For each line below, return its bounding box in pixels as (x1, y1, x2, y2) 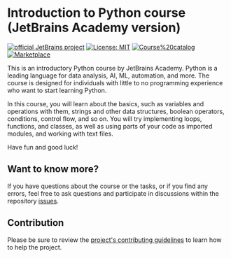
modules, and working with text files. (7, 129, 113, 138)
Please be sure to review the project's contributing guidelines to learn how (7, 236, 222, 244)
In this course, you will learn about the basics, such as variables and (7, 99, 204, 108)
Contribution (7, 217, 64, 229)
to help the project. (7, 243, 62, 251)
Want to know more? (7, 163, 99, 175)
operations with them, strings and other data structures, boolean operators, (7, 107, 225, 115)
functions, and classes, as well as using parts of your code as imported (7, 122, 213, 130)
